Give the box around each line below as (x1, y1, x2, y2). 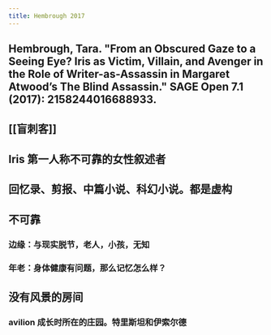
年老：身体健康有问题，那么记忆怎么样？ (8, 263, 166, 274)
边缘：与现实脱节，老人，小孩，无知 (8, 238, 150, 250)
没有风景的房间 (8, 290, 84, 304)
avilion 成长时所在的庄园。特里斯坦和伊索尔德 (8, 316, 187, 328)
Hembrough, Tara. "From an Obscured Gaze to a (8, 42, 256, 56)
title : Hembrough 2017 (8, 11, 85, 20)
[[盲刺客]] (8, 122, 57, 136)
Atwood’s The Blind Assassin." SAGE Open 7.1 (8, 80, 244, 94)
